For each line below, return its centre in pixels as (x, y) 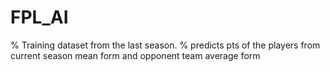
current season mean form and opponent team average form (135, 55)
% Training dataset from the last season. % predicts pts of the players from (165, 45)
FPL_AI (39, 17)
